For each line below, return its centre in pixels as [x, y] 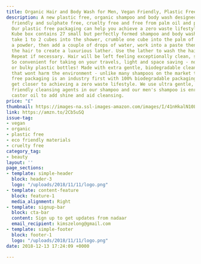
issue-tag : [20, 118]
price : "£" [20, 101]
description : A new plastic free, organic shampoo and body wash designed [101, 17]
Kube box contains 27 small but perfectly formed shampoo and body [98, 34]
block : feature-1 [33, 196]
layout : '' [20, 163]
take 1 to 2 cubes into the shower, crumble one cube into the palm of [103, 40]
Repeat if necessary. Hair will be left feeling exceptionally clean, [101, 56]
